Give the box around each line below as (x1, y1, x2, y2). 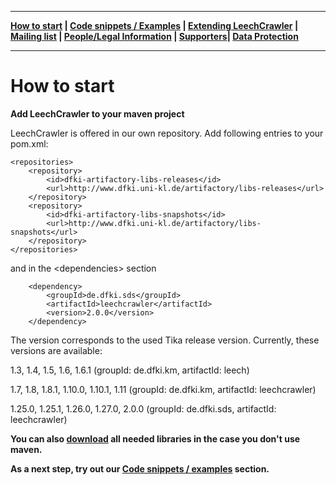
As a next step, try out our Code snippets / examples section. (10, 462, 270, 475)
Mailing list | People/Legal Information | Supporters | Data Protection (10, 31, 299, 42)
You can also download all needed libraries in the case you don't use (10, 432, 301, 445)
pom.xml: (10, 137, 49, 150)
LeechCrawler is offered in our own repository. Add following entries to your (10, 127, 324, 139)
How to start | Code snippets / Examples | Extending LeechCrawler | (10, 20, 299, 31)
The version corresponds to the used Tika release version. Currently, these (10, 334, 320, 346)
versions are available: (10, 344, 103, 356)
